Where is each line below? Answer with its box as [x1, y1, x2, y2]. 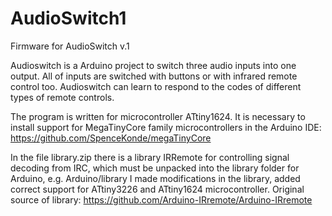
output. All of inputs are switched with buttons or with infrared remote [10, 70, 298, 82]
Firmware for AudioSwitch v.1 [10, 40, 130, 52]
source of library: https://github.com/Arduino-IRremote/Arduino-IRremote [10, 193, 313, 206]
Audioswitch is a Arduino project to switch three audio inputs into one [10, 59, 297, 71]
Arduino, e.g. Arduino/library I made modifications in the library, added [10, 172, 301, 184]
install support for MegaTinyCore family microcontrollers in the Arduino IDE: [10, 121, 322, 133]
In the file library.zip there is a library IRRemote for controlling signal [10, 151, 290, 163]
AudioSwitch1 [10, 7, 127, 30]
